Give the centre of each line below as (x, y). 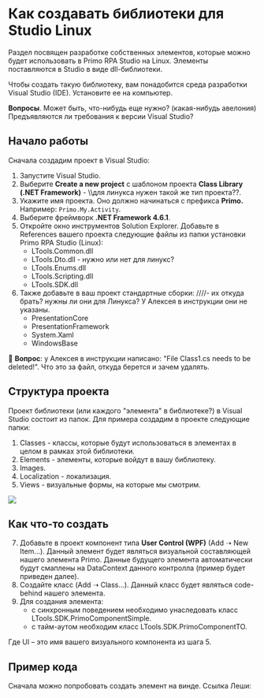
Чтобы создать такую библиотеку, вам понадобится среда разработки (128, 84)
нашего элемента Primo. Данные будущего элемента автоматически (136, 560)
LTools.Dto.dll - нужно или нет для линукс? (103, 259)
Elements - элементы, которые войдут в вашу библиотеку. (118, 459)
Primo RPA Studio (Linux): (61, 242)
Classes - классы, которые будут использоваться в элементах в (128, 442)
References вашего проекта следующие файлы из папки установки (132, 234)
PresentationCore (60, 318)
